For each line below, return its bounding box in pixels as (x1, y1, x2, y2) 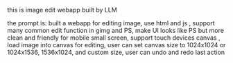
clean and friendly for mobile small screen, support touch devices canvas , (7, 34, 221, 42)
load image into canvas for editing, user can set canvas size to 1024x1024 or (7, 41, 226, 49)
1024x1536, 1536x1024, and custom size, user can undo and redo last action (7, 48, 225, 56)
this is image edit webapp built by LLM (7, 6, 118, 14)
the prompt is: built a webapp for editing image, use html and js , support (7, 19, 215, 27)
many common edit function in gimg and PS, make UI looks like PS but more (7, 27, 224, 34)
